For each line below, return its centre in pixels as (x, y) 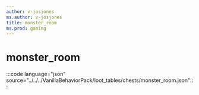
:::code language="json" (36, 74)
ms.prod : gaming (26, 28)
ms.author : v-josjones (34, 17)
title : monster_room (32, 23)
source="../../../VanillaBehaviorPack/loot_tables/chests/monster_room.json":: (100, 80)
